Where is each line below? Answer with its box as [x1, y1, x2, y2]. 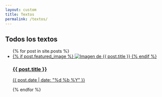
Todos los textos [5, 35, 58, 43]
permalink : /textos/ [5, 16, 48, 21]
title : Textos [5, 12, 35, 17]
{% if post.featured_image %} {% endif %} [12, 53, 157, 60]
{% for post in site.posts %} [12, 48, 70, 54]
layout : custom [5, 7, 37, 12]
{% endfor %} [12, 87, 41, 93]
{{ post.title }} [12, 66, 47, 73]
